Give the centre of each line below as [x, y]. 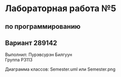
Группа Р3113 [19, 60]
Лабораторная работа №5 [61, 9]
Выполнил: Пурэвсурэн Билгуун [39, 55]
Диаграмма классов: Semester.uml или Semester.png [60, 69]
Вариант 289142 [31, 43]
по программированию [43, 27]
